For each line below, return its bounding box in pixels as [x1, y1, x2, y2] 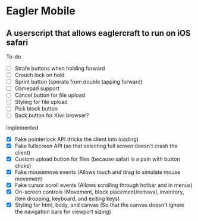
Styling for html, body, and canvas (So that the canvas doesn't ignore [14, 201, 185, 208]
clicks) [14, 162, 32, 169]
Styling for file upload [14, 99, 68, 106]
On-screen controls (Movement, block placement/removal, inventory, [14, 188, 184, 195]
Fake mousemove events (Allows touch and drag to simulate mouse [14, 168, 181, 176]
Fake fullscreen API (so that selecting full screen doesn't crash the [14, 142, 178, 149]
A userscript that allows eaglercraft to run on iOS [6, 28, 191, 38]
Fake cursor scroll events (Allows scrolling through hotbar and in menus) [14, 181, 193, 189]
